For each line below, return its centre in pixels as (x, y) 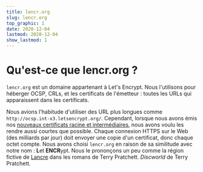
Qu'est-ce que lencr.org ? (72, 70)
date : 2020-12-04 (28, 29)
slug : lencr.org (27, 18)
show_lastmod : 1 (27, 40)
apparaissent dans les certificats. (48, 100)
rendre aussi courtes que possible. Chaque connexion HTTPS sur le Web (97, 131)
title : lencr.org (28, 12)
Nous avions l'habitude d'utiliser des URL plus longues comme (84, 112)
